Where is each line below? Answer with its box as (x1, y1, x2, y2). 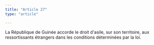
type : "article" (5, 12, 38, 16)
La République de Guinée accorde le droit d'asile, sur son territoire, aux (5, 29, 150, 35)
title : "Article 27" (5, 7, 48, 12)
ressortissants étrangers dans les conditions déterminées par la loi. (5, 34, 142, 40)
